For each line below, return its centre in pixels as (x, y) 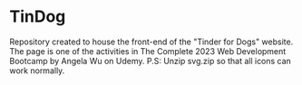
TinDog (38, 17)
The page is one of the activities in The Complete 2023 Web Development (148, 51)
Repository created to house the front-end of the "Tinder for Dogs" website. (151, 42)
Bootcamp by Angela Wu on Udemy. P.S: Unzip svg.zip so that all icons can (151, 61)
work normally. (37, 71)
